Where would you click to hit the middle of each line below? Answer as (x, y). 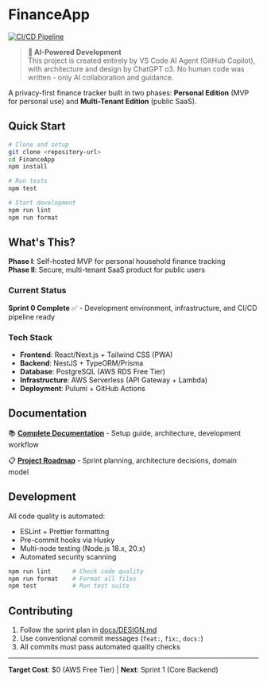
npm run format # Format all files (72, 579)
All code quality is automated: (57, 516)
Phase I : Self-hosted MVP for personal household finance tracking (117, 262)
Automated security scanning (68, 556)
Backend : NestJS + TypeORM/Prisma (81, 363)
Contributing (41, 611)
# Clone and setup (39, 145)
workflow (23, 444)
